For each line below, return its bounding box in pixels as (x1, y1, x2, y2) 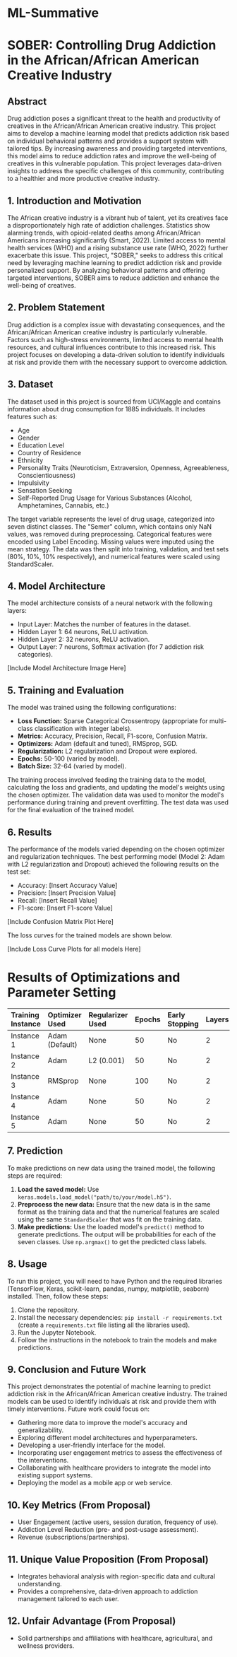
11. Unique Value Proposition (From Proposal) (7, 1553, 209, 1565)
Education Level (17, 440, 65, 450)
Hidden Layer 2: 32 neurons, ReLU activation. (17, 635, 150, 644)
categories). (17, 650, 53, 659)
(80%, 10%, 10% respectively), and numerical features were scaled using (7, 552, 221, 561)
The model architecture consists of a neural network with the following (7, 599, 213, 607)
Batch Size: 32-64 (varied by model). (17, 762, 127, 771)
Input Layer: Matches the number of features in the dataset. (17, 620, 191, 628)
